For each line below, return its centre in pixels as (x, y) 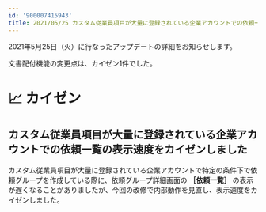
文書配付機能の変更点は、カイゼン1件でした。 (82, 63)
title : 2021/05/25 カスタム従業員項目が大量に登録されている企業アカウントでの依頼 (131, 23)
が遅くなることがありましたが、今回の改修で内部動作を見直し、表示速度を (129, 190)
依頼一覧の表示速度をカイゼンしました (154, 150)
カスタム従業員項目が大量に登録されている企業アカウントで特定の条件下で (129, 170)
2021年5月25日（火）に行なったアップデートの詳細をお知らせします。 (123, 46)
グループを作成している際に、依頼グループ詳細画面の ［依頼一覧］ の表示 (134, 180)
